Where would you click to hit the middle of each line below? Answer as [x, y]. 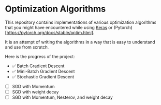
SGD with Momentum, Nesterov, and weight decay [62, 97]
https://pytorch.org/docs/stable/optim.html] [50, 32]
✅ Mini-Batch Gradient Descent [43, 71]
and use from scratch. [27, 47]
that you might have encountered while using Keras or [59, 27]
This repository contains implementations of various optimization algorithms [81, 22]
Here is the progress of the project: [40, 56]
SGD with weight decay [35, 92]
